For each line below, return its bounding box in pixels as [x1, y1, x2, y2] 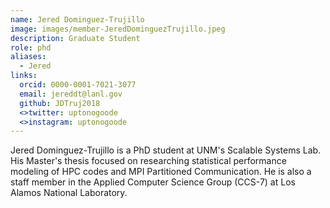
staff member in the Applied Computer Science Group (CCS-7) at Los [10, 176, 296, 188]
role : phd [10, 42, 52, 53]
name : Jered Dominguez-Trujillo [10, 14, 145, 25]
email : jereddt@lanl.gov [19, 89, 123, 99]
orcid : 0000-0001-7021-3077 [19, 80, 137, 90]
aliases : [10, 52, 47, 62]
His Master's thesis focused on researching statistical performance [10, 155, 287, 167]
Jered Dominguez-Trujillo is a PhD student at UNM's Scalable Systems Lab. [10, 144, 322, 156]
